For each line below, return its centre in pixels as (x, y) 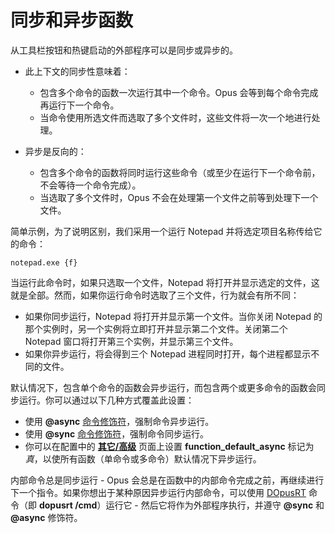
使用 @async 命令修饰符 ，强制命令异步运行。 (119, 421)
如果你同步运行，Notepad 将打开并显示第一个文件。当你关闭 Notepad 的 (173, 316)
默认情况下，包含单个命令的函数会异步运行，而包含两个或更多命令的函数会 (163, 387)
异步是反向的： (55, 151)
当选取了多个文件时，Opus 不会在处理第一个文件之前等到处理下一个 (179, 197)
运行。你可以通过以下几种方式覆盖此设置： (106, 400)
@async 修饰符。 (46, 517)
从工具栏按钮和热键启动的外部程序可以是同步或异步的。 (124, 50)
